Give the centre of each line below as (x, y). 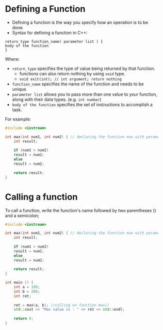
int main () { (19, 282)
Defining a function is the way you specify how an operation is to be (80, 22)
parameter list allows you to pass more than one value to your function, (85, 94)
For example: (18, 119)
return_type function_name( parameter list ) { (54, 41)
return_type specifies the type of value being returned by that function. (83, 68)
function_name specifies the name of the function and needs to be (78, 84)
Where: (12, 59)
